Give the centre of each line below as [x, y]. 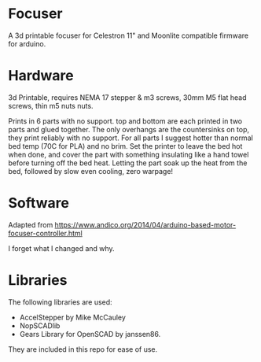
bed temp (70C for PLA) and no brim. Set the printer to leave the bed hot [125, 146]
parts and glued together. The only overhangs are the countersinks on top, [129, 129]
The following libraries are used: [60, 302]
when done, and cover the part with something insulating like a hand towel [129, 154]
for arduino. [27, 43]
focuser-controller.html [45, 233]
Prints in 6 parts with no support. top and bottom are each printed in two [125, 121]
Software [39, 203]
